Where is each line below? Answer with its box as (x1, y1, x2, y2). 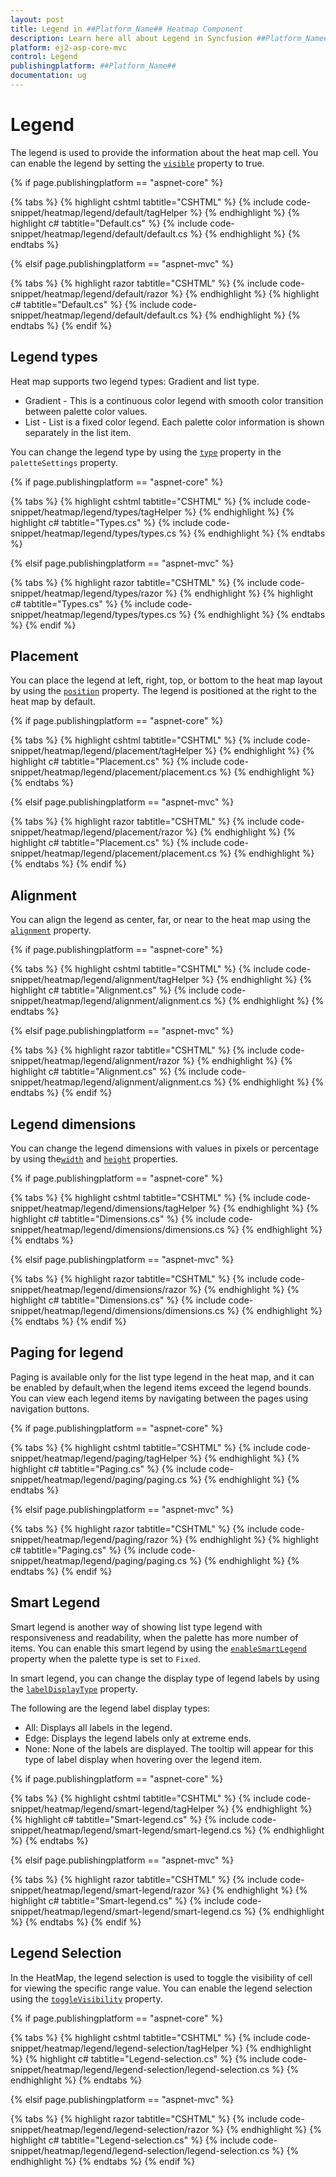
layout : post (10, 14, 65, 25)
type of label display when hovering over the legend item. (24, 1753, 263, 1765)
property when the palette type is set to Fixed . (10, 1652, 201, 1665)
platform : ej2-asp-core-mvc (10, 42, 128, 53)
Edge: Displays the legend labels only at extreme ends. (24, 1732, 252, 1744)
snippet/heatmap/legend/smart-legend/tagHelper (10, 1802, 215, 1815)
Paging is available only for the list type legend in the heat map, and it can (10, 1371, 315, 1383)
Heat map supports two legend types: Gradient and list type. (10, 375, 260, 387)
